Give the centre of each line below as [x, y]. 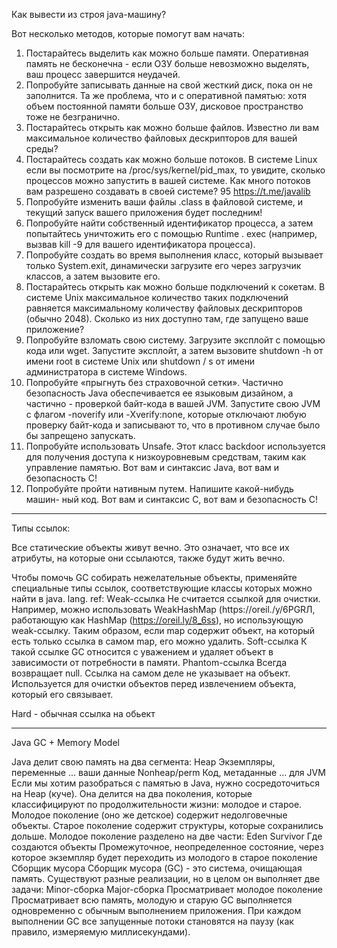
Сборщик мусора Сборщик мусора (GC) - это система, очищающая [157, 868]
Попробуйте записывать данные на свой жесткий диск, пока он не [169, 85]
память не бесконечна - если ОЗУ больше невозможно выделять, [167, 63]
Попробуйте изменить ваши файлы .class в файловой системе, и [164, 202]
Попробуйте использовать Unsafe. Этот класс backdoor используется [175, 446]
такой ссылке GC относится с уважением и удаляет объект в [142, 652]
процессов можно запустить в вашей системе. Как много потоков [168, 180]
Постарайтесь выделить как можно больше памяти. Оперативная [167, 53]
